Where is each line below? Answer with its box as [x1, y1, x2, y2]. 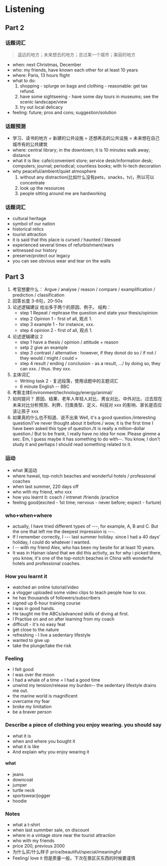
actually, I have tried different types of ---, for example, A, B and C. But [12, 523, 159, 529]
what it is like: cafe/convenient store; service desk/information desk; [12, 157, 153, 163]
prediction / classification [12, 292, 65, 298]
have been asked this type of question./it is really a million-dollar [12, 425, 146, 431]
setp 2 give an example [19, 344, 68, 350]
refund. [19, 88, 35, 94]
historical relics [12, 226, 44, 232]
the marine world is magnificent [12, 693, 78, 699]
